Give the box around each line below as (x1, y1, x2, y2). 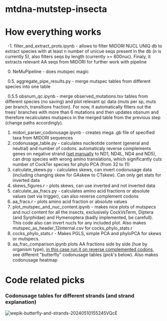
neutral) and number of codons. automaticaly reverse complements (12, 145, 151, 151)
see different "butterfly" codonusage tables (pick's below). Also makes (12, 251, 159, 258)
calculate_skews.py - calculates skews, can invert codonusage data (12, 166, 152, 173)
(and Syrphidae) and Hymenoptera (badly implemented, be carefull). (12, 214, 154, 220)
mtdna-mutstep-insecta (5, 3, 107, 15)
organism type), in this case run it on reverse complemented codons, (12, 246, 155, 252)
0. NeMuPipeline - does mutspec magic (7, 68, 89, 74)
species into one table (5, 83, 51, 89)
